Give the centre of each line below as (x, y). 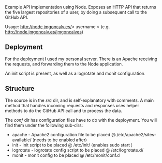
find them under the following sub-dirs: (44, 125)
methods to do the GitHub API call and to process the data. (64, 111)
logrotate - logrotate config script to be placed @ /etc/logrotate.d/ (78, 150)
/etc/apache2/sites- (136, 134)
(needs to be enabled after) (59, 140)
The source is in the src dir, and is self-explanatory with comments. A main (79, 100)
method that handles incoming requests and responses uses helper (72, 105)
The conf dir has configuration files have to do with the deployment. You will (81, 120)
